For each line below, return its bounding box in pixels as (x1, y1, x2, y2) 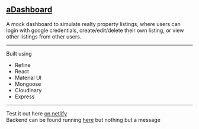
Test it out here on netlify (6, 109, 68, 117)
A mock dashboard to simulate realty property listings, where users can (6, 20, 181, 27)
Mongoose (14, 80, 41, 88)
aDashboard (6, 5, 53, 15)
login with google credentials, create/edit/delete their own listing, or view (6, 27, 184, 34)
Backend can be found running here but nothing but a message (6, 116, 161, 123)
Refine (14, 62, 31, 69)
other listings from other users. (6, 33, 82, 40)
